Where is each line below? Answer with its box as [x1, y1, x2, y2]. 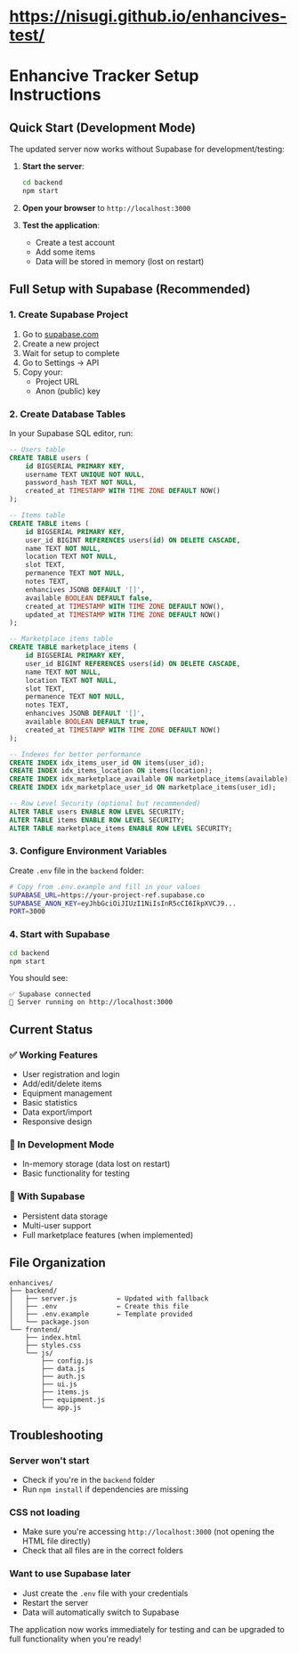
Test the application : [21, 220, 101, 231]
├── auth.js [41, 1373, 86, 1382]
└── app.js [41, 1404, 82, 1413]
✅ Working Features [9, 1049, 99, 1061]
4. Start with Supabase [9, 928, 110, 941]
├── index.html [25, 1333, 82, 1342]
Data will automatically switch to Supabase [21, 1607, 180, 1617]
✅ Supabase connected [9, 990, 92, 999]
